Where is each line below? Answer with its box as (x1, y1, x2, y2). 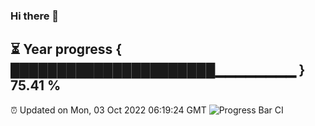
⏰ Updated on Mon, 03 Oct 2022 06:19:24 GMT (10, 104, 207, 116)
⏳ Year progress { (10, 41, 123, 58)
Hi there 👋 (10, 9, 60, 23)
